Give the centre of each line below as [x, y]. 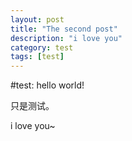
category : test [42, 47]
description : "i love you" [66, 38]
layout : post [37, 19]
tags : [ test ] [37, 57]
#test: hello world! [47, 85]
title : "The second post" [64, 29]
